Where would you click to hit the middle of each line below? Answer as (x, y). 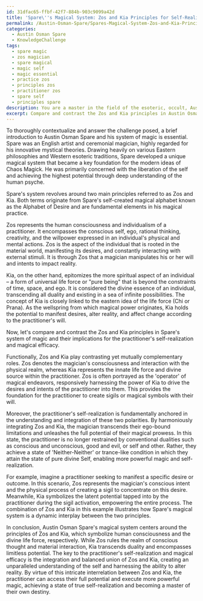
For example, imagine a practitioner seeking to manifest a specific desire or (100, 477)
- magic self (28, 68)
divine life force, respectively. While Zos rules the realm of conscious (92, 540)
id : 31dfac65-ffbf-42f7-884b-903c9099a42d (60, 12)
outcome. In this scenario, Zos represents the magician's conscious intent (98, 483)
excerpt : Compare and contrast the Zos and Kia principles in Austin (96, 113)
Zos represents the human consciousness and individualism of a (86, 225)
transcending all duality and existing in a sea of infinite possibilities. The (96, 295)
